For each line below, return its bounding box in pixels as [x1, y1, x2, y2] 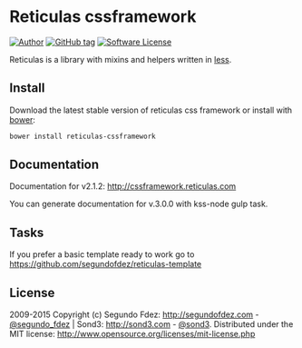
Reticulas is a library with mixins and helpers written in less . [9, 54, 232, 65]
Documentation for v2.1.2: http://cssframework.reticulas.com [9, 181, 237, 192]
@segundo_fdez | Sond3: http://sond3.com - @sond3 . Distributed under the [9, 319, 294, 330]
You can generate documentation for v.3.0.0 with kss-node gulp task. [9, 198, 268, 210]
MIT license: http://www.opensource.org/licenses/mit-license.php [9, 329, 256, 340]
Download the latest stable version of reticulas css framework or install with [9, 104, 293, 115]
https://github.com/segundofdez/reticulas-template [9, 259, 202, 270]
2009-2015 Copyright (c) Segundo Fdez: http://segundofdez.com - [9, 309, 259, 320]
